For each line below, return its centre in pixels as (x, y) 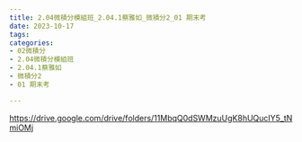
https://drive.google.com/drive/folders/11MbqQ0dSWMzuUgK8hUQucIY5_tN (151, 118)
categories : (31, 43)
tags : (19, 34)
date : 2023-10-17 (42, 26)
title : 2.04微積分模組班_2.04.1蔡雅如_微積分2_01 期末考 (108, 18)
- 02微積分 (28, 51)
